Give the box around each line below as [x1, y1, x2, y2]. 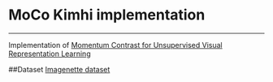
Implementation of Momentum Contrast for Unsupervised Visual [8, 40, 223, 50]
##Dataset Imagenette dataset [8, 64, 110, 74]
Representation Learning [8, 49, 91, 58]
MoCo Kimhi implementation [8, 6, 206, 24]
